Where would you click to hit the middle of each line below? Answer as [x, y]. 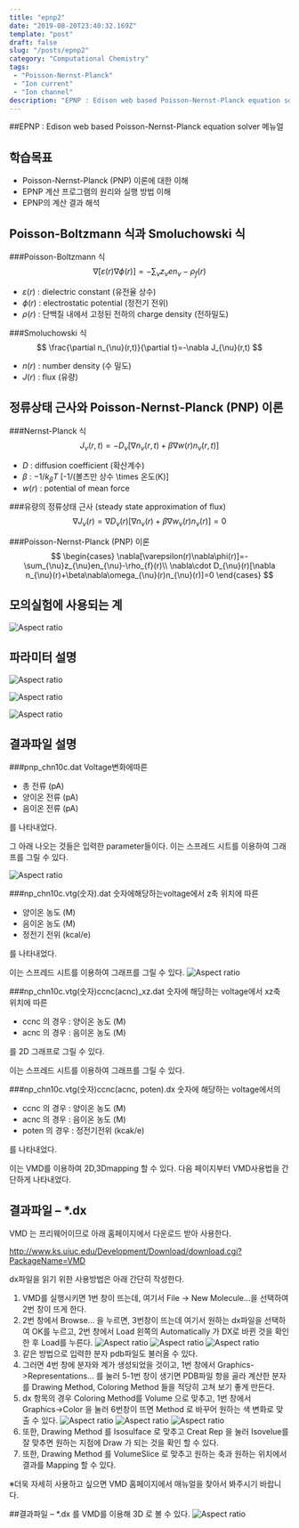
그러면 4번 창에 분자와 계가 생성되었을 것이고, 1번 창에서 [119, 1365]
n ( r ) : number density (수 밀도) [77, 365]
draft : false [33, 42]
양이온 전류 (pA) [50, 797]
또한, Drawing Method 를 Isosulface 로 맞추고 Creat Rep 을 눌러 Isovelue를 [155, 1432]
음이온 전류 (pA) [50, 809]
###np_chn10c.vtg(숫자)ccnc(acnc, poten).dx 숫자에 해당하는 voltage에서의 [145, 1089]
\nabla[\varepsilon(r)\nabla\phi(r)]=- [183, 556]
